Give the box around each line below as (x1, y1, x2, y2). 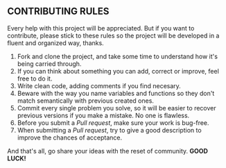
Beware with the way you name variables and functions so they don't (17, 89, 215, 97)
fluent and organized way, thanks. (7, 38, 104, 47)
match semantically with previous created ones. (17, 96, 155, 105)
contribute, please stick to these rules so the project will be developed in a (7, 31, 220, 40)
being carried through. (17, 59, 82, 68)
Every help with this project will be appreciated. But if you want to (7, 24, 195, 32)
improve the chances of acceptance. (17, 133, 123, 142)
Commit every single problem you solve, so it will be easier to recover (17, 103, 216, 112)
